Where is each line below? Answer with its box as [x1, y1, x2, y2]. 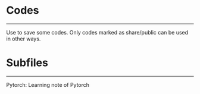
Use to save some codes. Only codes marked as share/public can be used [6, 29, 189, 36]
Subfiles [6, 56, 49, 70]
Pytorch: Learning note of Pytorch [6, 81, 90, 88]
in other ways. [6, 35, 41, 42]
